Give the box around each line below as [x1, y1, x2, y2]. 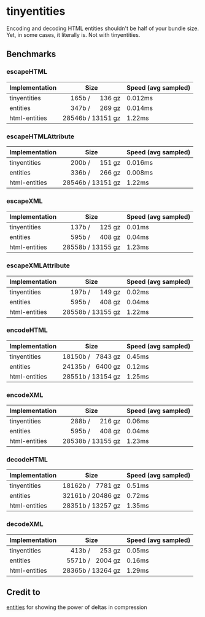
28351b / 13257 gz [62, 501, 121, 510]
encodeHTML [6, 326, 48, 334]
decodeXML [6, 520, 44, 529]
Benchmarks [6, 49, 56, 60]
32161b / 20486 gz [62, 492, 121, 500]
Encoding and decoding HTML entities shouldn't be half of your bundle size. [6, 25, 199, 32]
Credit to [6, 587, 41, 597]
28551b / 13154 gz [62, 372, 121, 380]
